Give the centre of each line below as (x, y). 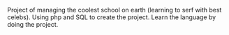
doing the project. (33, 24)
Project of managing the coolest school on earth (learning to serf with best (114, 10)
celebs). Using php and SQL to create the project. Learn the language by (112, 17)
